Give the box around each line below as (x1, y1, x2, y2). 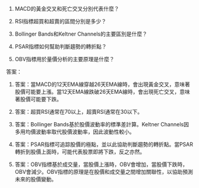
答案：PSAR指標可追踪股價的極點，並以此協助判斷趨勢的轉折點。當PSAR (14, 141, 193, 148)
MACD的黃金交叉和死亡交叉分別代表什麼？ (14, 5, 119, 12)
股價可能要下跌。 (20, 95, 62, 103)
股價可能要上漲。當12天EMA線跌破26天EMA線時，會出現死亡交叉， (14, 88, 180, 95)
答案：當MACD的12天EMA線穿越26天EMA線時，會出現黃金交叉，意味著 (14, 81, 190, 88)
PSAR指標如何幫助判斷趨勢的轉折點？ (14, 43, 107, 50)
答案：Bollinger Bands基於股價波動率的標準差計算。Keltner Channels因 (14, 121, 189, 128)
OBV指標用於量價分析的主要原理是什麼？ (14, 56, 115, 62)
